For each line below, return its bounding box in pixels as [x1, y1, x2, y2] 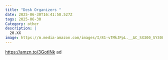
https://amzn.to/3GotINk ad [5, 48, 62, 55]
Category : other [5, 21, 39, 26]
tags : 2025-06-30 [5, 16, 41, 21]
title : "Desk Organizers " [5, 7, 61, 12]
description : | [5, 26, 37, 31]
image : [5, 35, 19, 40]
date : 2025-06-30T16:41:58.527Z [5, 12, 72, 17]
